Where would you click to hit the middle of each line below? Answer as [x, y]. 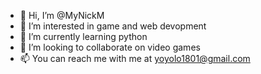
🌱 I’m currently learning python [83, 36]
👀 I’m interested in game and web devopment [113, 26]
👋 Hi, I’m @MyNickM [62, 15]
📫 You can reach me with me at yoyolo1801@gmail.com [135, 58]
